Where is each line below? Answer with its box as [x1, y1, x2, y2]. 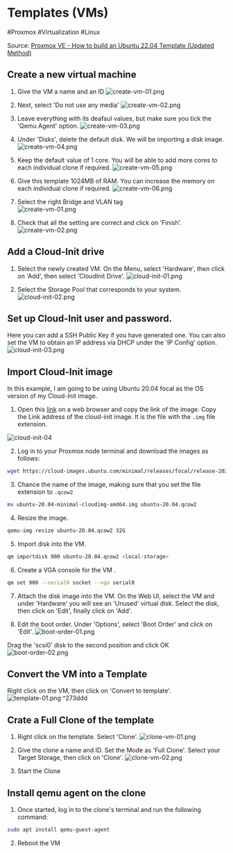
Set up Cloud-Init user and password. [7, 313, 173, 324]
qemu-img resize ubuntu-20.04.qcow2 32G [7, 527, 126, 534]
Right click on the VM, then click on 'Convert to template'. [7, 686, 171, 695]
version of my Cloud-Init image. [7, 392, 98, 400]
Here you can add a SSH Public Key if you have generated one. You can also [7, 331, 226, 340]
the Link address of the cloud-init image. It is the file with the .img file [17, 413, 216, 421]
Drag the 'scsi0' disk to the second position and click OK [7, 640, 169, 649]
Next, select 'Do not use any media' [17, 101, 120, 109]
